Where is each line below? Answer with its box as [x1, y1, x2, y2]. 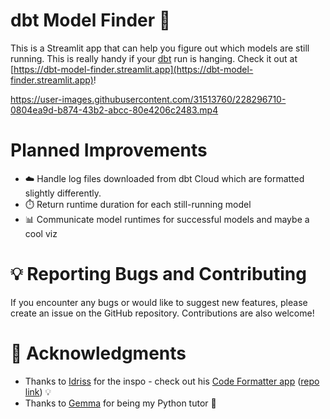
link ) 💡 [24, 385, 52, 398]
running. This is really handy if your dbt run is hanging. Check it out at [10, 52, 298, 64]
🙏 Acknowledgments [10, 342, 187, 364]
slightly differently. [24, 187, 102, 199]
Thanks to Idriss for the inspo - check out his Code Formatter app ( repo [24, 375, 320, 387]
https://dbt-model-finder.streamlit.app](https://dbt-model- [13, 63, 254, 75]
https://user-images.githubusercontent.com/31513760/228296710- [10, 93, 287, 105]
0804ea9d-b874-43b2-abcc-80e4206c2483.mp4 [10, 104, 219, 116]
